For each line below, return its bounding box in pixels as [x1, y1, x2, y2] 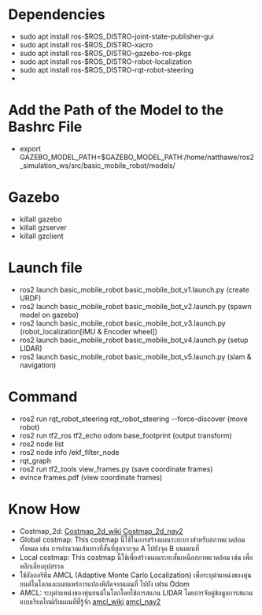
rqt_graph [19, 456, 51, 465]
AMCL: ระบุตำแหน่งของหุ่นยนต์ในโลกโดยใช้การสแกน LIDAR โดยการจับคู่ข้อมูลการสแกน [19, 587, 253, 597]
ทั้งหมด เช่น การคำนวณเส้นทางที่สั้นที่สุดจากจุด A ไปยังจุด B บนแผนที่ [19, 543, 200, 553]
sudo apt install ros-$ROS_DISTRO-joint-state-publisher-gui [19, 32, 214, 41]
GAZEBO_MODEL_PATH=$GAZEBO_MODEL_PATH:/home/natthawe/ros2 [19, 152, 254, 162]
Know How [8, 500, 81, 518]
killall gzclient [19, 231, 65, 240]
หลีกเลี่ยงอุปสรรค [19, 561, 65, 571]
